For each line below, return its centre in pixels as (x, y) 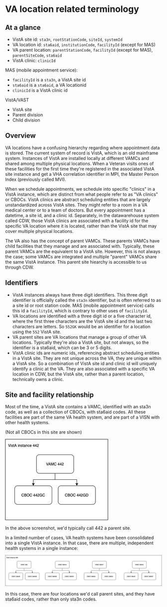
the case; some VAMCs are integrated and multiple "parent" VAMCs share (81, 256)
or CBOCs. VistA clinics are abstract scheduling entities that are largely (78, 199)
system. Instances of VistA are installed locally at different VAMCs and (77, 158)
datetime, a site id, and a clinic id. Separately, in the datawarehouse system (82, 215)
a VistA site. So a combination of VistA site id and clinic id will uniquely (85, 363)
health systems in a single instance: (42, 548)
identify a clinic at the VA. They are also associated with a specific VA (83, 369)
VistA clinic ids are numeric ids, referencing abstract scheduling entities (86, 353)
